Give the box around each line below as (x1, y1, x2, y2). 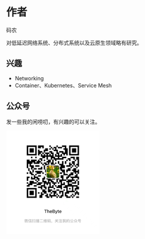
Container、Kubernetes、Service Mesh (14, 81, 112, 89)
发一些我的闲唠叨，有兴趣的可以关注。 (6, 118, 100, 125)
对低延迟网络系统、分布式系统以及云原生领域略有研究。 (6, 39, 142, 46)
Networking (14, 74, 44, 81)
